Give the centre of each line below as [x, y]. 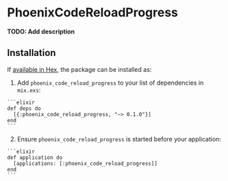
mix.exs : [29, 89]
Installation [31, 53]
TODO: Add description [41, 31]
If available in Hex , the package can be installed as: [79, 69]
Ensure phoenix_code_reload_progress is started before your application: [119, 139]
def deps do [24, 108]
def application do [35, 157]
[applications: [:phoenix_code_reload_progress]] [85, 163]
